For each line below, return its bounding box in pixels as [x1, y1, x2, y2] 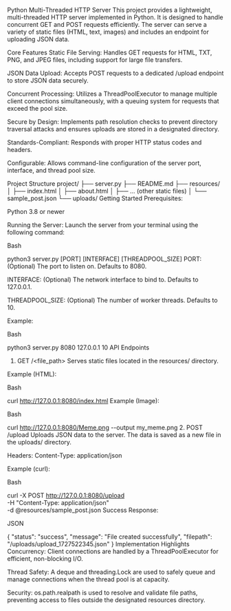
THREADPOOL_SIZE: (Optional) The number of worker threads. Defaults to [7, 296, 218, 304]
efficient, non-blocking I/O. [7, 555, 84, 563]
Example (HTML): [7, 370, 57, 378]
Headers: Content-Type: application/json [7, 451, 122, 460]
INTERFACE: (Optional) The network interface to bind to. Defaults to [7, 275, 199, 283]
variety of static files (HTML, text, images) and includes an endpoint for [7, 28, 210, 36]
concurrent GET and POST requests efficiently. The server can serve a [7, 21, 208, 28]
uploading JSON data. [7, 35, 70, 43]
